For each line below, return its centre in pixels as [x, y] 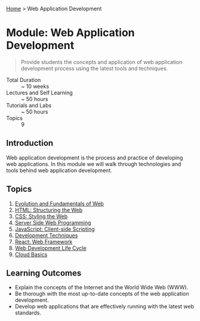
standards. [28, 313]
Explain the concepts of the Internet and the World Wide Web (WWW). [101, 288]
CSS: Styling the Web [41, 216]
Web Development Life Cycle [50, 248]
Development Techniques [46, 235]
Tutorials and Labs [29, 105]
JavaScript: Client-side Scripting [55, 229]
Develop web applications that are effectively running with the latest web [104, 307]
